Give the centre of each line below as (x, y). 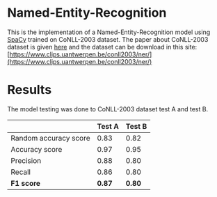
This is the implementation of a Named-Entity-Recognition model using (109, 32)
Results (30, 90)
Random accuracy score (50, 138)
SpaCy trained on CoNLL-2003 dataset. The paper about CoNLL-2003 (108, 39)
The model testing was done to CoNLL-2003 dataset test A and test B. (108, 109)
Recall (21, 172)
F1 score (25, 183)
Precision (26, 160)
